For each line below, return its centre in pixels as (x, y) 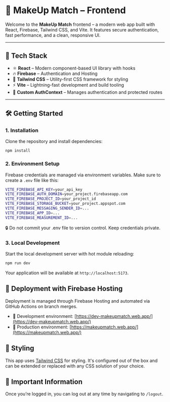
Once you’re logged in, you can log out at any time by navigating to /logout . (84, 394)
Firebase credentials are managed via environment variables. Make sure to (83, 175)
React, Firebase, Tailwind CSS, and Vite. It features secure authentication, (82, 29)
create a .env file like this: (32, 180)
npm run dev (18, 263)
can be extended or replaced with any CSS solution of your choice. (75, 366)
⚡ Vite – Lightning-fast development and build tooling (68, 85)
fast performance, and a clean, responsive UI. (53, 35)
